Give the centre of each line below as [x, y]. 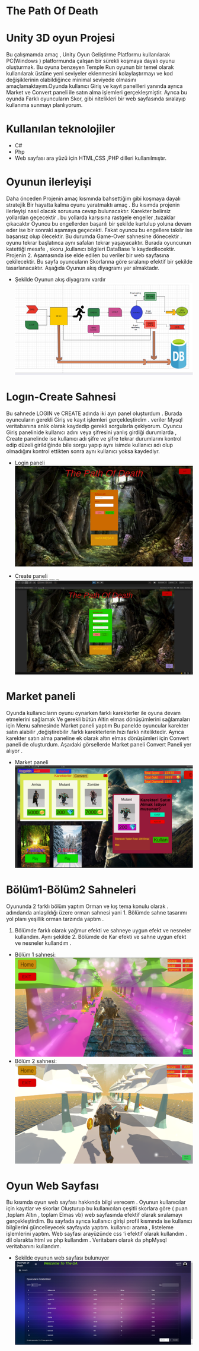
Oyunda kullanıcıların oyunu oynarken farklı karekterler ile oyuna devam [94, 713]
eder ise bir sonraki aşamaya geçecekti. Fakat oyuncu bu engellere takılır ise [99, 230]
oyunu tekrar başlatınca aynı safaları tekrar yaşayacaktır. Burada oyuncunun [99, 243]
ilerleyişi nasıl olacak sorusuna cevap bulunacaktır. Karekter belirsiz [89, 211]
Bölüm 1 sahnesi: [35, 954]
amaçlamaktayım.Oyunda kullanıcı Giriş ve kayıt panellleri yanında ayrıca [94, 86]
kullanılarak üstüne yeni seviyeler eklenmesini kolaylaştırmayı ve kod [90, 74]
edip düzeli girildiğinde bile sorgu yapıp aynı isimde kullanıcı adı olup [90, 445]
